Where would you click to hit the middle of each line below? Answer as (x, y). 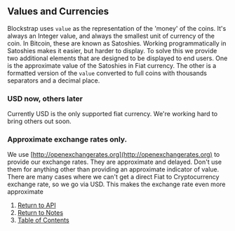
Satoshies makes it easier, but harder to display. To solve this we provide (112, 50)
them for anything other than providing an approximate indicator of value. (113, 169)
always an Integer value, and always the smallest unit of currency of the (111, 36)
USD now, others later (45, 99)
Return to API (36, 205)
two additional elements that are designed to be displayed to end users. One (117, 58)
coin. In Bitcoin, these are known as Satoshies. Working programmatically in (117, 43)
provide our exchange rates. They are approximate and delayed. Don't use (115, 162)
